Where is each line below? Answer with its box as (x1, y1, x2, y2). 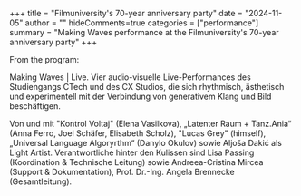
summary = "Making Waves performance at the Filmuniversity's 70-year (9, 27, 279, 37)
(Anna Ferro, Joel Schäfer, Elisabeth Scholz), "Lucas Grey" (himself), (9, 128, 267, 139)
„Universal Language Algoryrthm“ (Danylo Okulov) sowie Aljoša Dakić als (9, 138, 283, 148)
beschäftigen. (9, 101, 61, 112)
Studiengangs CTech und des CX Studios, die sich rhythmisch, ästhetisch (9, 82, 285, 92)
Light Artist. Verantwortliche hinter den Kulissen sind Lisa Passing (9, 147, 255, 158)
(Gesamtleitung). (9, 176, 73, 187)
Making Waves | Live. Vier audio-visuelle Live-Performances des (9, 72, 251, 83)
